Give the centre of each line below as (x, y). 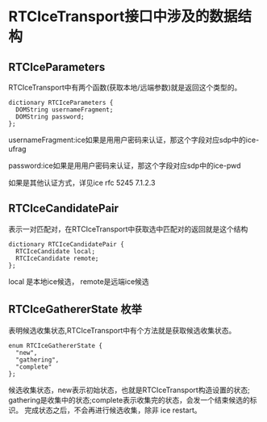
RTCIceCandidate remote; (57, 258)
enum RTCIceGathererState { (56, 345)
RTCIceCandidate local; (55, 251)
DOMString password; (50, 117)
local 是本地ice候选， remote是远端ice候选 (79, 281)
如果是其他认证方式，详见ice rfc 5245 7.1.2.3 (82, 183)
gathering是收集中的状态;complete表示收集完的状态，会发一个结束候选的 (129, 399)
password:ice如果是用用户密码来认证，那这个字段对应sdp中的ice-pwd (125, 165)
